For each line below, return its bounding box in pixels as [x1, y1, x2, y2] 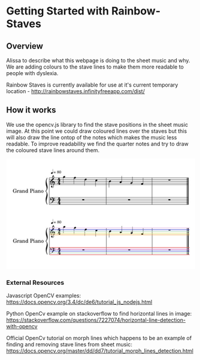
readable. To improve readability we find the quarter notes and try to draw [6, 140, 189, 147]
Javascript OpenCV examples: [6, 292, 81, 299]
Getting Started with [6, 4, 110, 18]
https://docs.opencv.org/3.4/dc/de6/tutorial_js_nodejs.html [6, 299, 153, 306]
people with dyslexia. [6, 70, 59, 76]
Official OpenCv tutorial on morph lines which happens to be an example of [6, 335, 192, 342]
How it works [6, 105, 56, 115]
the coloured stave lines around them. [6, 146, 100, 154]
